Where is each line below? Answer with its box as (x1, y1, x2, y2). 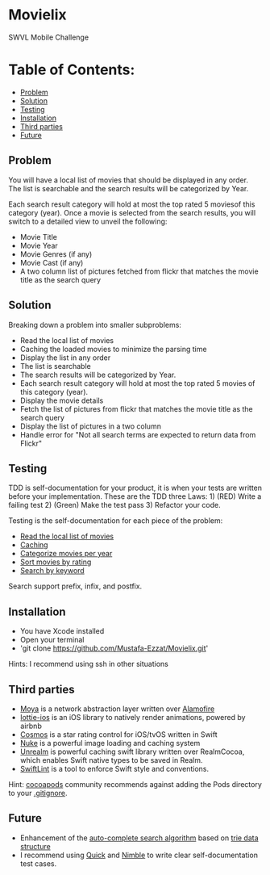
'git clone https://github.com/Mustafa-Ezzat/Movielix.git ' (19, 643, 209, 653)
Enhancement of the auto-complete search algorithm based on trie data (19, 833, 260, 843)
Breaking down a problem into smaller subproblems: (8, 320, 181, 329)
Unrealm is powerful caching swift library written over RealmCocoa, (19, 747, 245, 756)
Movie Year (19, 241, 58, 250)
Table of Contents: (8, 61, 135, 79)
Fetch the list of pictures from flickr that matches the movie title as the (19, 404, 254, 413)
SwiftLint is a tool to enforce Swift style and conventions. (19, 764, 210, 773)
